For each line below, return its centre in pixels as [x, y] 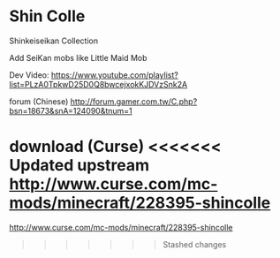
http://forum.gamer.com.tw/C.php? [134, 101]
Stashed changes [195, 244]
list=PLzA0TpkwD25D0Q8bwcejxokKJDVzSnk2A [98, 84]
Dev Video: [30, 75]
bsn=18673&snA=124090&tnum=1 [71, 110]
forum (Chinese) [39, 101]
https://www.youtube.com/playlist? [114, 75]
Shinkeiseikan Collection [54, 41]
